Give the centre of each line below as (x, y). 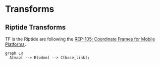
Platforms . (16, 44)
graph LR (14, 53)
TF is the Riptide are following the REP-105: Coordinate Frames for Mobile (80, 39)
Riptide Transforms (35, 27)
